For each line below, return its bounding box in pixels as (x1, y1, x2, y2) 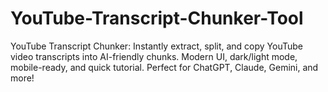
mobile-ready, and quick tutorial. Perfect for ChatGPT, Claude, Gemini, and (10, 61, 319, 73)
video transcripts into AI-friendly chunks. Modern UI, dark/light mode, (10, 50, 298, 62)
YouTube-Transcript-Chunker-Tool (10, 7, 304, 30)
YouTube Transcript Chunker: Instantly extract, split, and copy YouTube (10, 40, 304, 52)
